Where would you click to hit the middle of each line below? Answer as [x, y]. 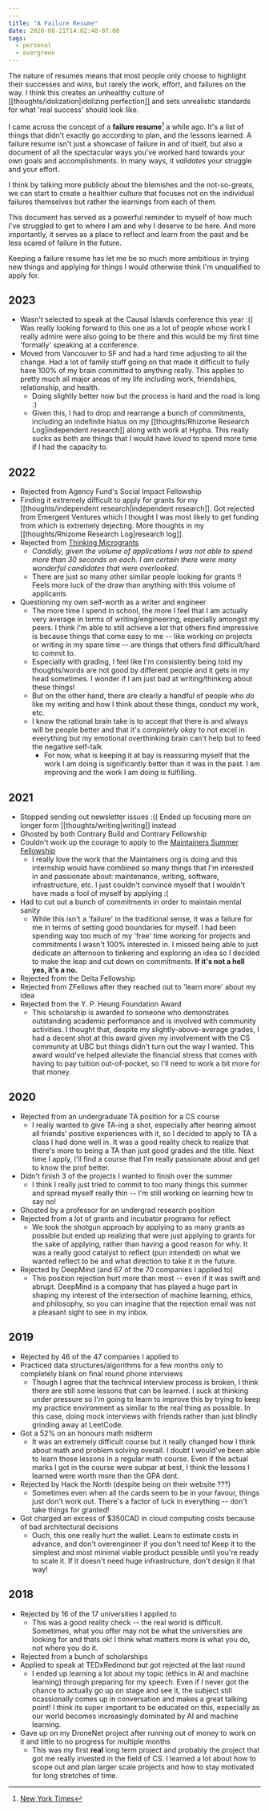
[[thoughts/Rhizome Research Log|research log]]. [102, 534]
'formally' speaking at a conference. [80, 345]
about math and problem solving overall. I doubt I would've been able [146, 1450]
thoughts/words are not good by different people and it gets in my [141, 670]
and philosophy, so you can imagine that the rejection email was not [144, 1303]
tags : [17, 38]
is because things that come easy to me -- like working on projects [142, 636]
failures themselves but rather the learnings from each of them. [113, 202]
